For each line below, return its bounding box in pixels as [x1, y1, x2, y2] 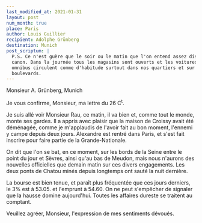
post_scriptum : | [6, 48, 50, 54]
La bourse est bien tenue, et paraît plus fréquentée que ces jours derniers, [6, 179, 191, 186]
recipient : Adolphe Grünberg [6, 37, 79, 43]
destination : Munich [6, 43, 58, 49]
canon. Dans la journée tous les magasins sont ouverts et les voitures [11, 59, 198, 65]
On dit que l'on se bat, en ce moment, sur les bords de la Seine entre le [6, 148, 182, 155]
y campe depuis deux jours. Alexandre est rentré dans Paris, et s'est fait [6, 130, 185, 137]
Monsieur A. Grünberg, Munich [6, 87, 83, 94]
